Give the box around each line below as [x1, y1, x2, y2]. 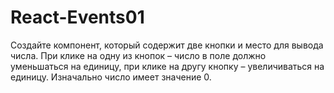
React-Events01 [10, 6, 145, 29]
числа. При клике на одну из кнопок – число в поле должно [10, 49, 267, 61]
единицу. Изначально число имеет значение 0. [10, 71, 212, 83]
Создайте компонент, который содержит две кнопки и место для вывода [10, 39, 324, 51]
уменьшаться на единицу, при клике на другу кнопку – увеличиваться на [10, 60, 325, 72]
